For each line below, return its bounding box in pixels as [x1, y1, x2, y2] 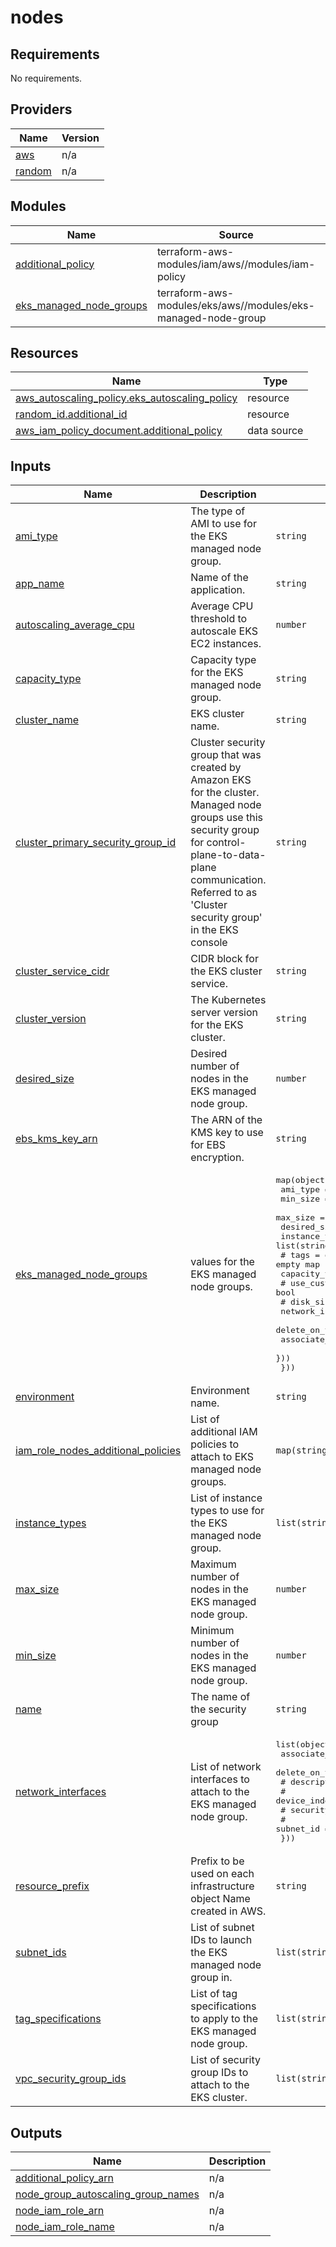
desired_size [15, 1072, 75, 1086]
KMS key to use [190, 1126, 264, 1140]
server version [190, 1006, 259, 1020]
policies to [190, 1437, 240, 1451]
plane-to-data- [190, 848, 267, 862]
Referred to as [190, 886, 258, 900]
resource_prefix [15, 1879, 90, 1893]
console [190, 936, 228, 950]
